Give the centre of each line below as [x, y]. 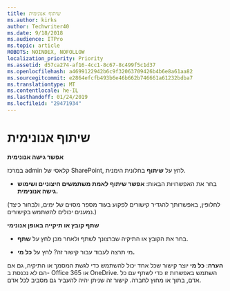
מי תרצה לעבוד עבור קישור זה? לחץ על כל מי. [76, 252]
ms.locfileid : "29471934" [44, 104]
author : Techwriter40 [38, 26]
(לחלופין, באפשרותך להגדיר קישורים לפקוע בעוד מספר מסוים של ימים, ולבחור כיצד [114, 204]
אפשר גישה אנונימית [36, 157]
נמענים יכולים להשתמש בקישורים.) [52, 212]
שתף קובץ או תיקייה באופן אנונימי [53, 225]
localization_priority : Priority [55, 59]
